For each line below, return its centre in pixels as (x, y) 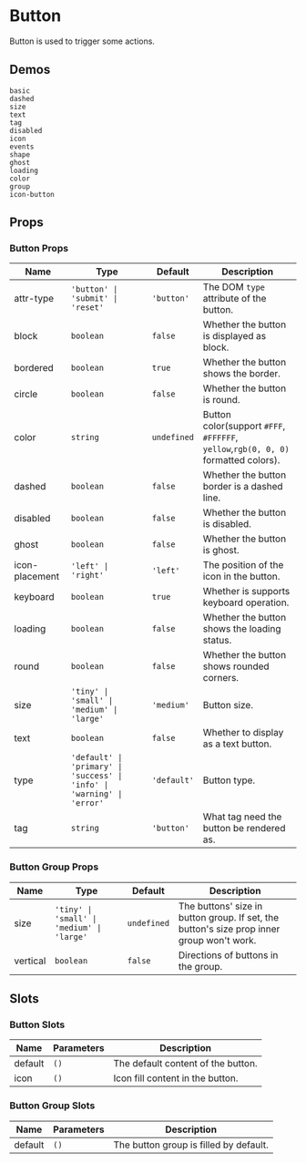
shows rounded (236, 666)
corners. (221, 678)
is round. (221, 400)
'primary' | (97, 767)
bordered (34, 368)
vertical (30, 961)
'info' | (90, 785)
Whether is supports (246, 592)
